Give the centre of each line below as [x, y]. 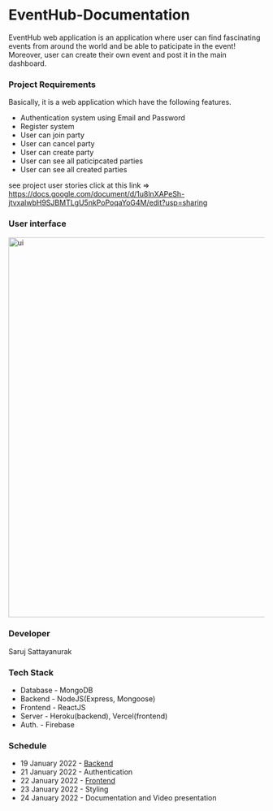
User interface [37, 223]
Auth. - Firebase [47, 725]
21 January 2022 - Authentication [76, 772]
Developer [29, 634]
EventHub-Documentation [99, 15]
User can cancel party [57, 144]
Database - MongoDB [56, 690]
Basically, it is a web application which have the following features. [120, 102]
